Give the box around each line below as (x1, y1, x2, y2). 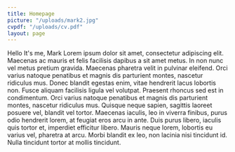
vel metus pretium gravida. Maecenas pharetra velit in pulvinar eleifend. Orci (7, 64, 228, 72)
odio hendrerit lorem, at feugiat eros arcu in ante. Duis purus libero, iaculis (7, 116, 222, 125)
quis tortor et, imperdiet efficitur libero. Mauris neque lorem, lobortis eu (7, 123, 213, 132)
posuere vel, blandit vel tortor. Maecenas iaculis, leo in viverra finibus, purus (7, 109, 228, 117)
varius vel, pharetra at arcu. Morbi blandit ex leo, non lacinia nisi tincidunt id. (7, 131, 228, 139)
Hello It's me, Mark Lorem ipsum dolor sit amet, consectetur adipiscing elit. (7, 49, 224, 57)
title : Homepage (7, 10, 55, 18)
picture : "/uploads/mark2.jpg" (7, 17, 99, 24)
